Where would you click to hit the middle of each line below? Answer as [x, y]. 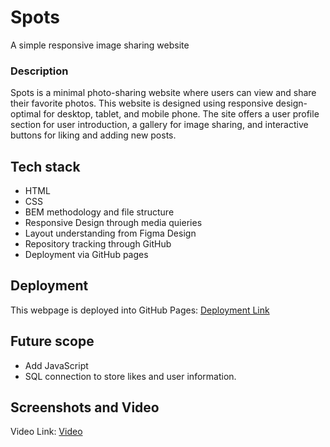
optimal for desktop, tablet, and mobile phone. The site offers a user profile [165, 114]
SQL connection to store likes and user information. [130, 376]
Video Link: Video [46, 432]
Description [39, 71]
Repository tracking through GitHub [98, 244]
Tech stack [45, 166]
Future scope [52, 341]
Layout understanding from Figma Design [110, 233]
